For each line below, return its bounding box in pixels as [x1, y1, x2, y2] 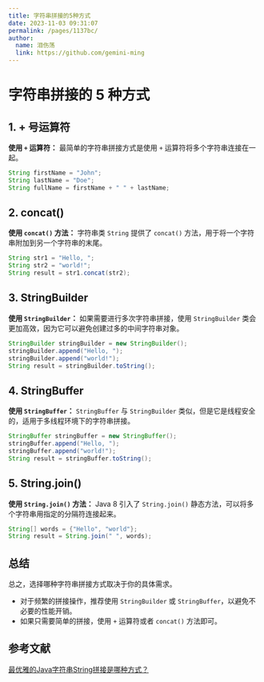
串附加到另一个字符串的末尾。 [8, 238, 106, 248]
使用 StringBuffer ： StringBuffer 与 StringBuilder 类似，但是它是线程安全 [8, 406, 256, 416]
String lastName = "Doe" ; [8, 176, 94, 184]
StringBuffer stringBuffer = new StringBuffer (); [8, 432, 178, 440]
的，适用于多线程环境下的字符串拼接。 [8, 416, 134, 426]
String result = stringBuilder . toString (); [8, 362, 156, 370]
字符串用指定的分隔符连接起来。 [14, 509, 121, 519]
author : [8, 34, 34, 42]
